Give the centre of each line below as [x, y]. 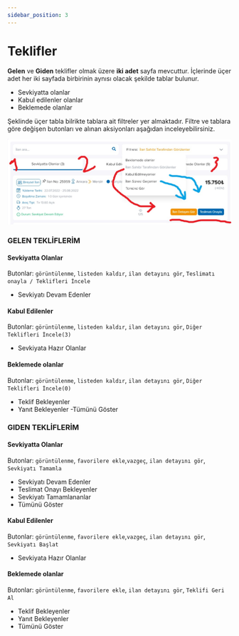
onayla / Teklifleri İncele [49, 282]
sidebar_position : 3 [38, 15]
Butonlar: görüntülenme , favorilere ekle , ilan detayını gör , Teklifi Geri [116, 590]
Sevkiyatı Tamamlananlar [54, 497]
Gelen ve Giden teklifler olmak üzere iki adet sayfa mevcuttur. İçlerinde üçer [119, 70]
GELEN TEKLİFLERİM [44, 240]
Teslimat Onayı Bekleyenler [57, 489]
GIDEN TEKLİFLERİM [43, 428]
